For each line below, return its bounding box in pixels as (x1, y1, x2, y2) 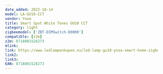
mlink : (5, 43, 18, 48)
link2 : (5, 52, 18, 57)
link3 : (5, 57, 18, 62)
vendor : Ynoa (5, 16, 32, 21)
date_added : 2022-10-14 (5, 7, 53, 12)
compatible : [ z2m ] (5, 35, 42, 39)
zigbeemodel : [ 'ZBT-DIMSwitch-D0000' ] (5, 30, 83, 35)
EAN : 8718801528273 (5, 61, 45, 66)
